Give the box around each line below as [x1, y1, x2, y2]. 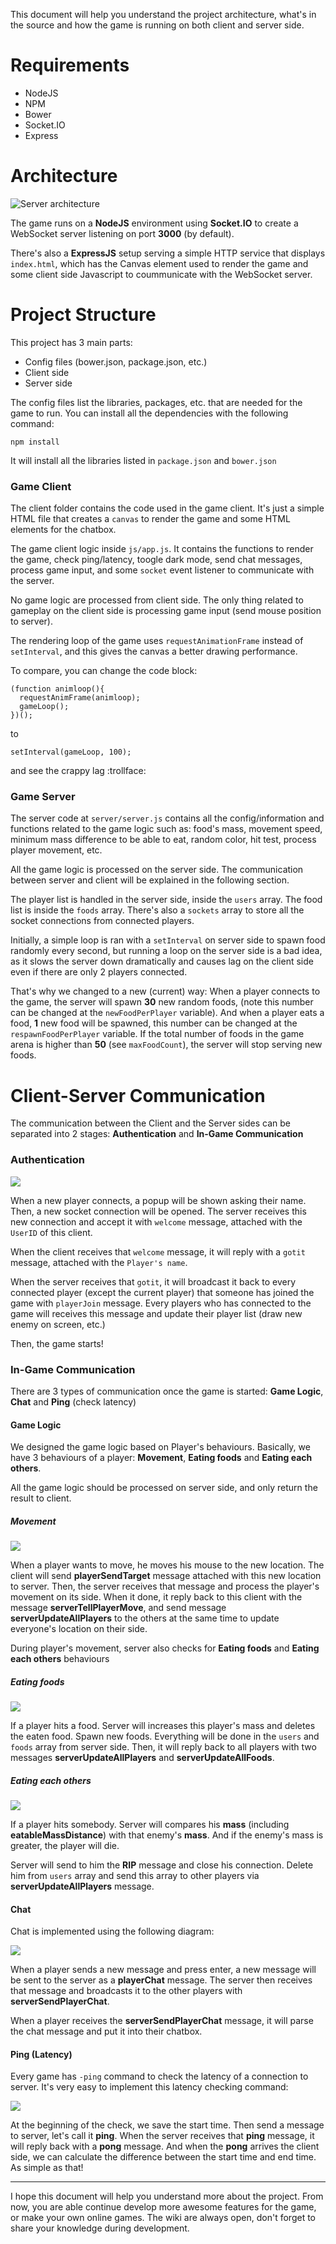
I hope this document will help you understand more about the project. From [10, 2190, 324, 2203]
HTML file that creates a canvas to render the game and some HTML [10, 513, 291, 525]
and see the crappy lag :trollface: [10, 765, 147, 777]
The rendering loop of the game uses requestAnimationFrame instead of [10, 635, 304, 647]
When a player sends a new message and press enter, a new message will [10, 1964, 317, 1976]
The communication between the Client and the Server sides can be [10, 1117, 291, 1129]
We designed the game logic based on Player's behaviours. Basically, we [10, 1441, 311, 1453]
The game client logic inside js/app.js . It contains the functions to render [10, 543, 314, 555]
